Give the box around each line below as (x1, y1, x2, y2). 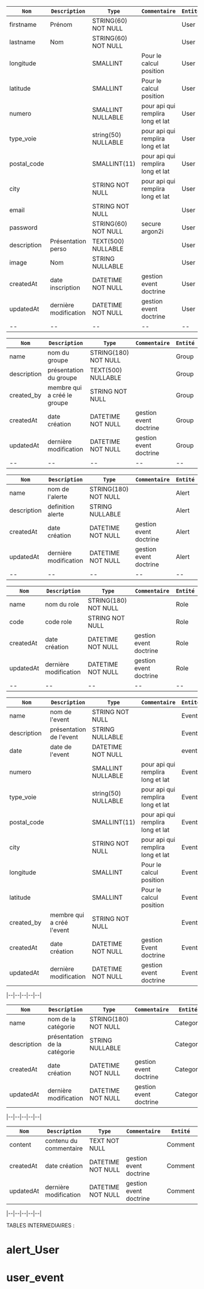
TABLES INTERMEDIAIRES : (6, 1222, 75, 1229)
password (9, 223, 38, 232)
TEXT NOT (89, 1137, 120, 1145)
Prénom (50, 21, 73, 29)
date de (50, 743, 72, 751)
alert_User (6, 1243, 59, 1257)
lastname (9, 38, 36, 46)
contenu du (45, 1137, 78, 1145)
